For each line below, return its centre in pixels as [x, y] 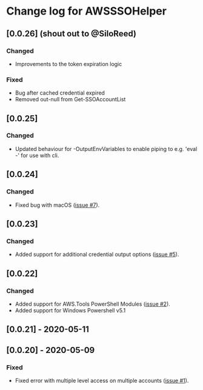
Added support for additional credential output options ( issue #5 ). [97, 254]
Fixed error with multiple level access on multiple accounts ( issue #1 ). [102, 381]
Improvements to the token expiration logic [68, 64]
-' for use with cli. [37, 155]
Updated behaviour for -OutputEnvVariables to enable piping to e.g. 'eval [106, 149]
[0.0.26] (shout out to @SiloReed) [71, 34]
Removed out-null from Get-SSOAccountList [70, 99]
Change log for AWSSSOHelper [86, 11]
